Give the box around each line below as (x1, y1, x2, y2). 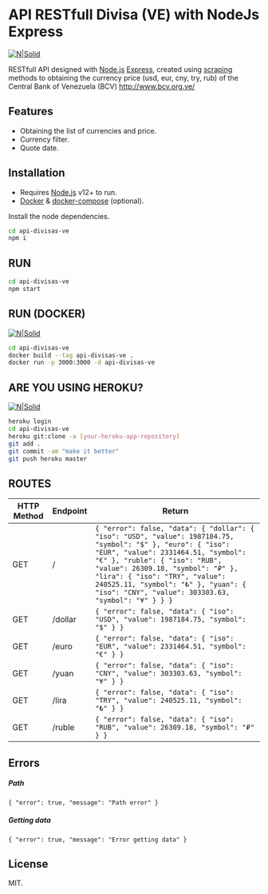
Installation (8, 166, 65, 180)
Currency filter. (19, 134, 69, 144)
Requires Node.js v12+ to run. (19, 187, 117, 197)
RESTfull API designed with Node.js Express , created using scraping (8, 64, 233, 74)
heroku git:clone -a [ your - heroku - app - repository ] (8, 432, 180, 441)
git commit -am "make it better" (8, 447, 120, 455)
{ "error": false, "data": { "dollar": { (95, 524, 255, 533)
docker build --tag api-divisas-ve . (8, 351, 134, 359)
